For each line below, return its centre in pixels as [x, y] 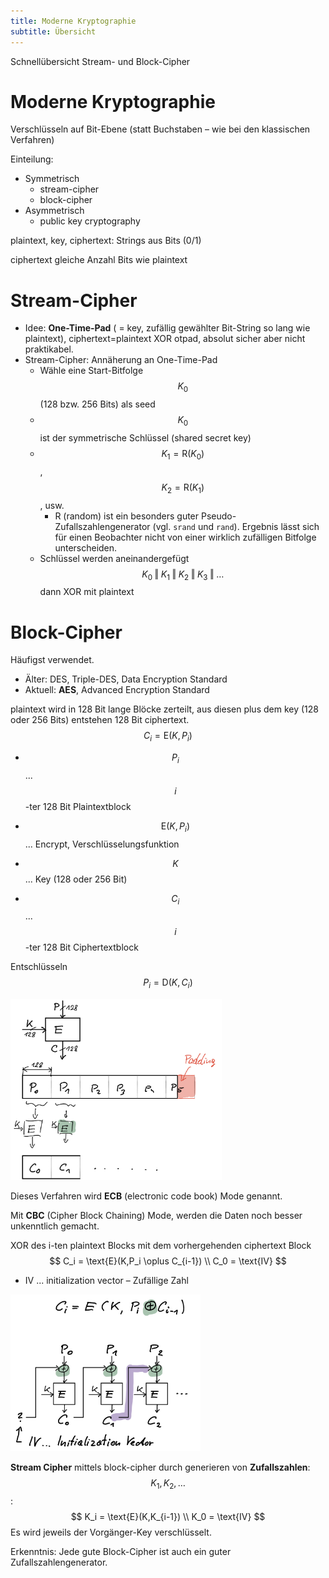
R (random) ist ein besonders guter [127, 516]
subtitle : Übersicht [53, 31]
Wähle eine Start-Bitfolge [91, 371]
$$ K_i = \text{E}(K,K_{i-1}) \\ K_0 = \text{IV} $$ [168, 1516]
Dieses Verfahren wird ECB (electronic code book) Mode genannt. [146, 1196]
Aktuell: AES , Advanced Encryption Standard [117, 690]
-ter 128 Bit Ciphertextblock [81, 947]
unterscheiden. [86, 547]
